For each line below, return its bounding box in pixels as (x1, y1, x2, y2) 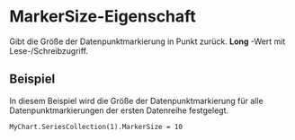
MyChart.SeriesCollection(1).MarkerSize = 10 (9, 122, 183, 131)
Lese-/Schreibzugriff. (9, 45, 88, 56)
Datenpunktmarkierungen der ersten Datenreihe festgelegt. (9, 105, 229, 116)
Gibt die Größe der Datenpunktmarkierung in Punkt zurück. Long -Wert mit (9, 36, 286, 47)
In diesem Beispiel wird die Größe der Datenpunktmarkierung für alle (9, 95, 264, 106)
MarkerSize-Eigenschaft (9, 6, 196, 27)
